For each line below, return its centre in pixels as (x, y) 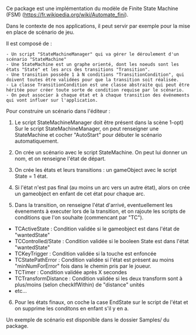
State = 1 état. (31, 176)
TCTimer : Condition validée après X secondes (71, 272)
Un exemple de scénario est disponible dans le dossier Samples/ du (88, 320)
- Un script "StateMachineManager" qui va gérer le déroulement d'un (93, 54)
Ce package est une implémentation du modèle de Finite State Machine (92, 8)
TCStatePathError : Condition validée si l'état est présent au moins (94, 260)
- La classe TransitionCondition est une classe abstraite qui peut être (98, 85)
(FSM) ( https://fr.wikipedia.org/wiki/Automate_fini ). (67, 15)
